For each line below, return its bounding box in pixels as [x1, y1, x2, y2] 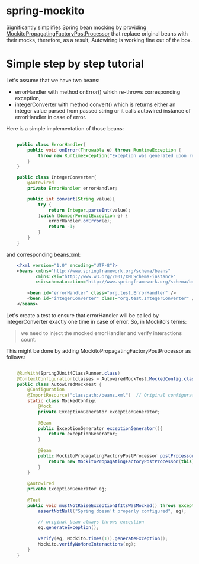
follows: [6, 353, 25, 361]
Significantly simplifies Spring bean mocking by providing [6, 24, 147, 31]
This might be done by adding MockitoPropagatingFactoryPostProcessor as [6, 347, 191, 354]
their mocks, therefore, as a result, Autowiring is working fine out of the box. [6, 36, 192, 43]
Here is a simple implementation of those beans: [6, 125, 124, 132]
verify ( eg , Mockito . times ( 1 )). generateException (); [37, 536, 168, 541]
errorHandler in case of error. [14, 113, 87, 120]
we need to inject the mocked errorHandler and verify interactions [20, 329, 182, 336]
